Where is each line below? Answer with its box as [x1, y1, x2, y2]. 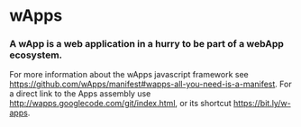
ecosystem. [9, 49, 63, 61]
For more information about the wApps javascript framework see [9, 69, 250, 80]
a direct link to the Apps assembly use [9, 88, 151, 99]
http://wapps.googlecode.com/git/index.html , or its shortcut [9, 98, 232, 109]
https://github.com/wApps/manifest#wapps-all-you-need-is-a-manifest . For [9, 78, 292, 90]
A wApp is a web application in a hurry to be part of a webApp [9, 38, 284, 50]
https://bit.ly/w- [233, 98, 291, 109]
